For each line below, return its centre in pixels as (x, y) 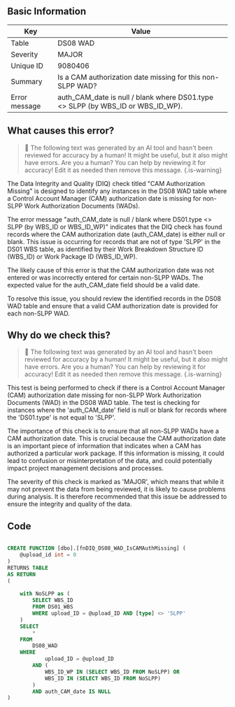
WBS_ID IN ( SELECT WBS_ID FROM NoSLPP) (102, 678)
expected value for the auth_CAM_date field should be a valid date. (104, 285)
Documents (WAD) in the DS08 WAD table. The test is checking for (104, 403)
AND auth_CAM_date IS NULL (72, 692)
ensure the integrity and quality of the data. (70, 504)
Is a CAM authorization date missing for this (129, 77)
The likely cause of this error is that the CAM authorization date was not (111, 270)
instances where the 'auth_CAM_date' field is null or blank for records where (117, 410)
